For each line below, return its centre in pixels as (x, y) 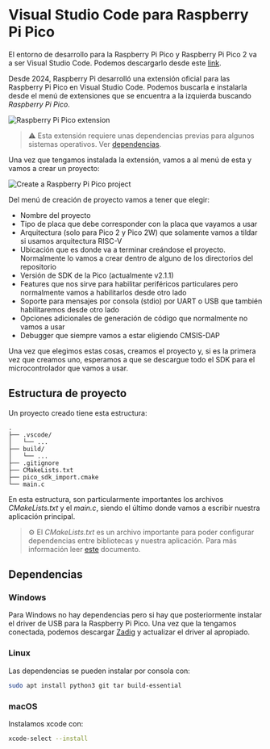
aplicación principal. (42, 516)
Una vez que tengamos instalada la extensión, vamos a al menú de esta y (130, 160)
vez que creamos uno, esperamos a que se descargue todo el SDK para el (132, 359)
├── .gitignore (34, 463)
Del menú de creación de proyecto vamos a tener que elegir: (109, 199)
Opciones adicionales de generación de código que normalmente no (134, 318)
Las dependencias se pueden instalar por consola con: (100, 671)
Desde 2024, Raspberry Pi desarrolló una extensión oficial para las (119, 78)
